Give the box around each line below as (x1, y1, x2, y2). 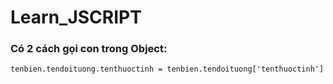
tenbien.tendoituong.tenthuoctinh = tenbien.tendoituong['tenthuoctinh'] (10, 64, 325, 75)
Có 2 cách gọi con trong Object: (10, 42, 168, 56)
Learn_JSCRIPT (10, 6, 142, 29)
